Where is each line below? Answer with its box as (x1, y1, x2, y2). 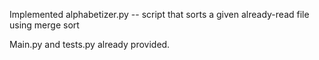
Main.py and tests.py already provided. (9, 39, 171, 50)
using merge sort (9, 19, 80, 31)
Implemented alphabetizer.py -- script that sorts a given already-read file (9, 9, 310, 20)
